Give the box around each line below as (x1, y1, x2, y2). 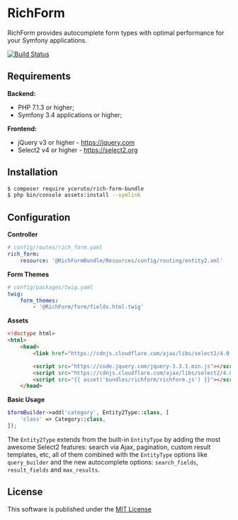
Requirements (7, 70, 71, 82)
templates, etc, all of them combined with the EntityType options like (7, 450, 208, 459)
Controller (7, 230, 38, 239)
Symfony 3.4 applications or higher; (17, 110, 123, 119)
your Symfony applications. (7, 36, 87, 44)
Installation (7, 166, 58, 178)
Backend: (7, 89, 36, 97)
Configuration (7, 211, 71, 223)
